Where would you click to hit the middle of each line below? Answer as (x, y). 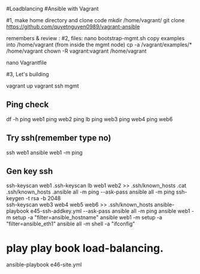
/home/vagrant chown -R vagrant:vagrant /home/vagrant (76, 51)
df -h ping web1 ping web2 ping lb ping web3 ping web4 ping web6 (90, 119)
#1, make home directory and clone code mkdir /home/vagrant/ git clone (96, 20)
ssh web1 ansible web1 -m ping (44, 152)
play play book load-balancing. (85, 248)
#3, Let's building (28, 74)
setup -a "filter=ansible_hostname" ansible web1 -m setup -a (87, 218)
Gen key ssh (30, 171)
